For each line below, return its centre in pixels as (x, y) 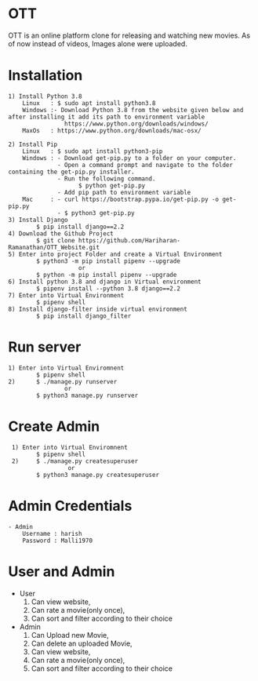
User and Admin (62, 572)
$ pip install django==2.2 (80, 227)
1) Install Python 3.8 (45, 96)
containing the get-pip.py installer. (71, 172)
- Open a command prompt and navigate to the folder (145, 165)
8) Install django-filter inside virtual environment (98, 309)
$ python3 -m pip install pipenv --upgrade (108, 261)
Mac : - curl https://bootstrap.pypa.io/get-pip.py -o (121, 199)
